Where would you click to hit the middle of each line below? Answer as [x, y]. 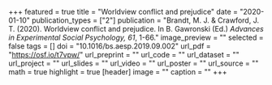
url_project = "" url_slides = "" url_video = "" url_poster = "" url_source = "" [134, 63]
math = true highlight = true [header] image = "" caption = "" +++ [118, 72]
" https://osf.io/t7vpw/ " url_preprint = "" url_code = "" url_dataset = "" [124, 55]
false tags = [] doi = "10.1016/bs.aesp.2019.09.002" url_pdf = [110, 46]
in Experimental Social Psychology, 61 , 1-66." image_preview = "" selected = [136, 37]
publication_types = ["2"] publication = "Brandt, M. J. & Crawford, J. [145, 20]
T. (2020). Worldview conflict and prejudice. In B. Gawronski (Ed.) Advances [136, 29]
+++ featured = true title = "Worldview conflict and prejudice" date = [123, 12]
